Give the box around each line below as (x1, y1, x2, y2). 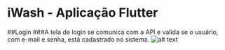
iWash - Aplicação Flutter (7, 5, 158, 21)
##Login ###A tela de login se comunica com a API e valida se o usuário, (7, 28, 219, 36)
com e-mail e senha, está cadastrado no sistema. (7, 35, 150, 43)
